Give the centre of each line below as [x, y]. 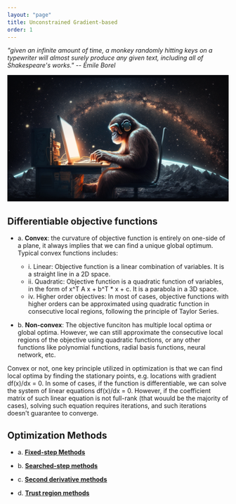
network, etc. [37, 355]
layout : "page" [29, 15]
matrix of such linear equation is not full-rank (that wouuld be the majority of [118, 398]
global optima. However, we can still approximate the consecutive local [120, 333]
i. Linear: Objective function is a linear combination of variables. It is [126, 267]
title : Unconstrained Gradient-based [63, 22]
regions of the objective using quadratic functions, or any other [109, 340]
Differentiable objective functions [83, 221]
